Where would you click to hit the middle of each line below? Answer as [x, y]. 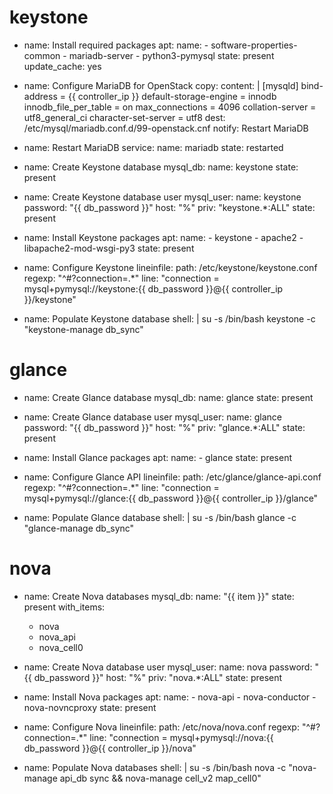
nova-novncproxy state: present [90, 707]
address [40, 96]
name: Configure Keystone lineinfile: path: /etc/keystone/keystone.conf [170, 267]
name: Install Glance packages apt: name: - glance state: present [157, 457]
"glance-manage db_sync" [79, 528]
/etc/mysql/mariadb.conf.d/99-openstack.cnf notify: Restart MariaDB [166, 128]
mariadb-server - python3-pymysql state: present [171, 55]
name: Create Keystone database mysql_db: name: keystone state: [161, 167]
